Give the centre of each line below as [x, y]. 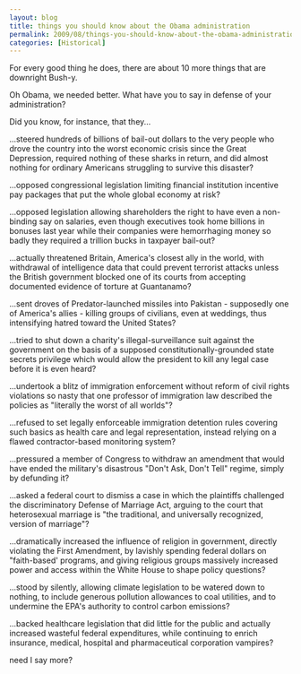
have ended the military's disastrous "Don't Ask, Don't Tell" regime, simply [147, 469]
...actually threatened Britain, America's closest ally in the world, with [137, 258]
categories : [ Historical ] [57, 43]
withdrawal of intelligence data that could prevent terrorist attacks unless [144, 268]
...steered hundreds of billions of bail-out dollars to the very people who [142, 139]
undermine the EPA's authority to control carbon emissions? [120, 607]
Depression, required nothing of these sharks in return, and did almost [139, 159]
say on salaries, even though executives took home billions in [152, 221]
